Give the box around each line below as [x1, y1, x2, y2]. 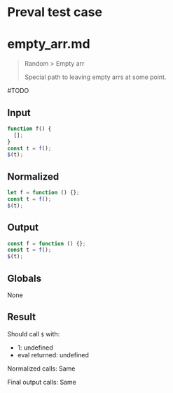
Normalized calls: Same [7, 364, 76, 373]
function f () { [7, 125, 52, 132]
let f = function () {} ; [7, 190, 80, 196]
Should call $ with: [7, 329, 60, 338]
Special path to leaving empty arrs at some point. [24, 73, 167, 81]
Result [7, 311, 36, 323]
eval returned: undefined [17, 350, 90, 359]
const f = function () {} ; [7, 240, 86, 247]
